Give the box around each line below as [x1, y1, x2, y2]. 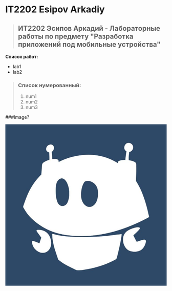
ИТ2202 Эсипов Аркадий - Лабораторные [17, 24, 160, 33]
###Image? [5, 114, 30, 120]
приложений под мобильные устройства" [17, 40, 161, 49]
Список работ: [5, 54, 38, 59]
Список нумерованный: [17, 81, 81, 89]
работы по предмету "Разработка [17, 32, 134, 40]
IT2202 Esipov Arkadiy [5, 4, 105, 15]
